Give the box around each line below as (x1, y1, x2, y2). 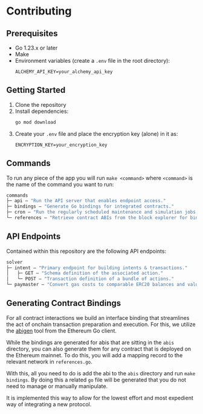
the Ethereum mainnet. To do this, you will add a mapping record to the (6, 351, 183, 358)
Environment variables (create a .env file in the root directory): (14, 57, 170, 64)
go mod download (14, 119, 56, 125)
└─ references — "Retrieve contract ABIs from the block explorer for (6, 215, 188, 221)
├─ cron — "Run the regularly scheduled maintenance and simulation (6, 209, 182, 215)
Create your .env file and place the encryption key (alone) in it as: (14, 130, 178, 137)
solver (6, 259, 23, 265)
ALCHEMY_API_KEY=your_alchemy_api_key (14, 69, 113, 75)
